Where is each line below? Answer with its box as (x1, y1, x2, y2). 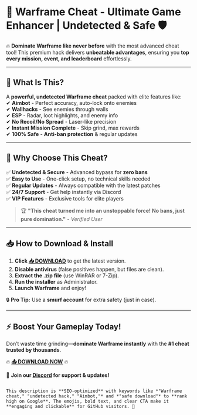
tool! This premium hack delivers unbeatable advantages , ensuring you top (6, 49, 189, 56)
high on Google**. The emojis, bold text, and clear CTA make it (6, 399, 169, 404)
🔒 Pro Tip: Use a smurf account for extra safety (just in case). (6, 296, 157, 304)
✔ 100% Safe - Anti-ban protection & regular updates (6, 130, 138, 137)
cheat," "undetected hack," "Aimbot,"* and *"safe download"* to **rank (6, 393, 188, 399)
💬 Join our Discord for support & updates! (6, 372, 110, 379)
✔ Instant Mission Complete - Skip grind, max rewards (6, 124, 140, 131)
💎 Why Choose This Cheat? (6, 153, 108, 163)
